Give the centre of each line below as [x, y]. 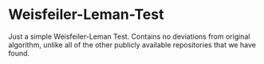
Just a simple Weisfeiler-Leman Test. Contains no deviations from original [129, 36]
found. [19, 53]
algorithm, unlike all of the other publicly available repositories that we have [132, 44]
